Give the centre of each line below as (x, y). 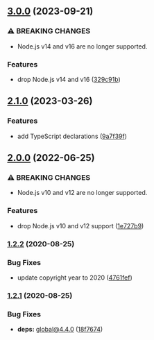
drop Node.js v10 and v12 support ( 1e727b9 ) (80, 226)
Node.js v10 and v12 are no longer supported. (82, 193)
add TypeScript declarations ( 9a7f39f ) (72, 136)
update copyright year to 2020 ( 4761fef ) (75, 278)
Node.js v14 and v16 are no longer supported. (82, 46)
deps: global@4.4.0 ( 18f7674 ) (60, 330)
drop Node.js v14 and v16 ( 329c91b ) (69, 79)
